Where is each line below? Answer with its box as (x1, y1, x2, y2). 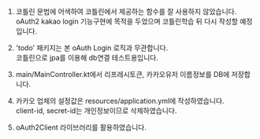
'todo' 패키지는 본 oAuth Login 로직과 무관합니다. (15, 43, 169, 53)
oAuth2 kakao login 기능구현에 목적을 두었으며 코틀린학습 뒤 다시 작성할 (15, 16, 239, 26)
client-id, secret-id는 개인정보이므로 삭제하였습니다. (15, 106, 177, 115)
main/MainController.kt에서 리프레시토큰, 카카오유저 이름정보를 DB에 (15, 70, 230, 79)
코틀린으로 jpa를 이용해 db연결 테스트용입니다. (15, 53, 159, 62)
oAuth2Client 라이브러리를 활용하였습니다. (15, 123, 147, 132)
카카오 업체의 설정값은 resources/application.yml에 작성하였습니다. (15, 97, 225, 105)
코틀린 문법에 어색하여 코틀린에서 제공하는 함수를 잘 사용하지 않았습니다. (15, 7, 237, 16)
